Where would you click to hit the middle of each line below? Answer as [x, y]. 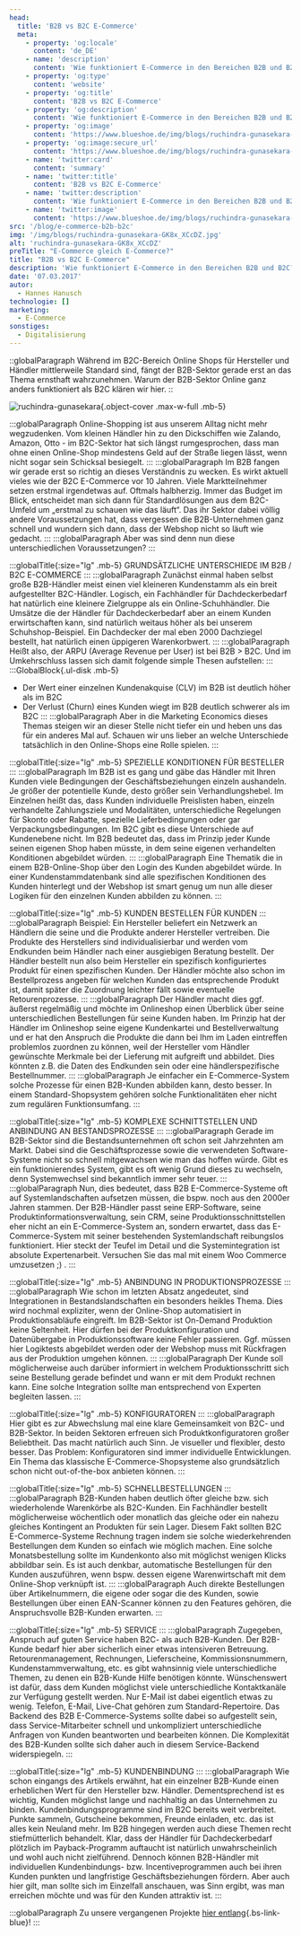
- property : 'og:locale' [72, 43]
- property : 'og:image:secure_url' [92, 143]
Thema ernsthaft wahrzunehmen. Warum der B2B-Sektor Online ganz [138, 379]
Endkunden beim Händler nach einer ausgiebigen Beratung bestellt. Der [142, 951]
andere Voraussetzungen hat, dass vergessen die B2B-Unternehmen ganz [146, 519]
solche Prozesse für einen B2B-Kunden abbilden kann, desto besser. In [141, 1085]
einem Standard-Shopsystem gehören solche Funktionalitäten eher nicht [143, 1094]
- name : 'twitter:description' [84, 193]
